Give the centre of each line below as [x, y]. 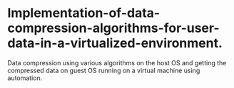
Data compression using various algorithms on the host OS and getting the [117, 62]
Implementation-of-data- [84, 13]
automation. [25, 78]
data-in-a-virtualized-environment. [115, 43]
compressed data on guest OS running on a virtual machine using [104, 70]
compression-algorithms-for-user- [113, 28]
